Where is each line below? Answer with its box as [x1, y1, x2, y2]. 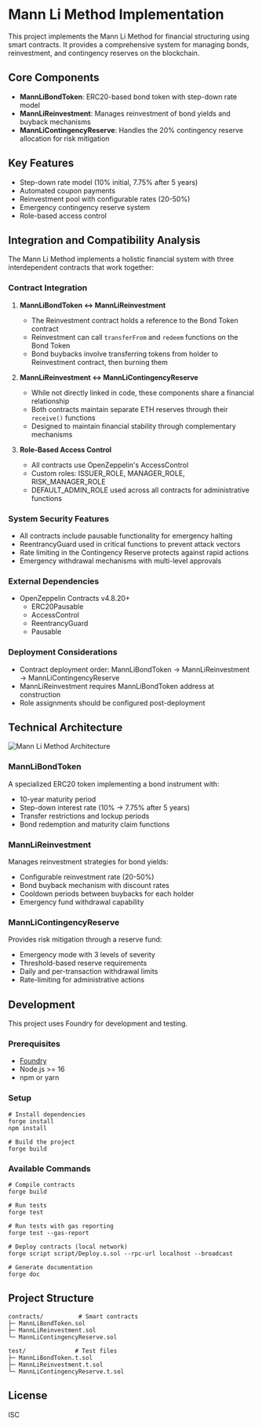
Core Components [8, 71, 100, 84]
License [8, 1389, 48, 1402]
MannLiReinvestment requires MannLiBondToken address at [19, 681, 214, 691]
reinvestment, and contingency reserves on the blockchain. [8, 48, 200, 57]
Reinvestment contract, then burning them [31, 357, 169, 367]
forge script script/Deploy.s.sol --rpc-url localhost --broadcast [8, 1249, 234, 1258]
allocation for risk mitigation [19, 134, 110, 143]
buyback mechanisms [19, 116, 92, 127]
